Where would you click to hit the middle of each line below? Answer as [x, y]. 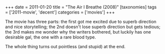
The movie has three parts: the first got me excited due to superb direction [81, 22]
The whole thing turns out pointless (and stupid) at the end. [65, 46]
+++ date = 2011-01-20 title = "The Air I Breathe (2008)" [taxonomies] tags [81, 7]
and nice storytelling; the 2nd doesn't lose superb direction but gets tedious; [83, 27]
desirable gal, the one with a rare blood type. [50, 37]
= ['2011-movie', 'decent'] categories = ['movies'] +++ [60, 12]
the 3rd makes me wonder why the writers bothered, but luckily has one [78, 32]
